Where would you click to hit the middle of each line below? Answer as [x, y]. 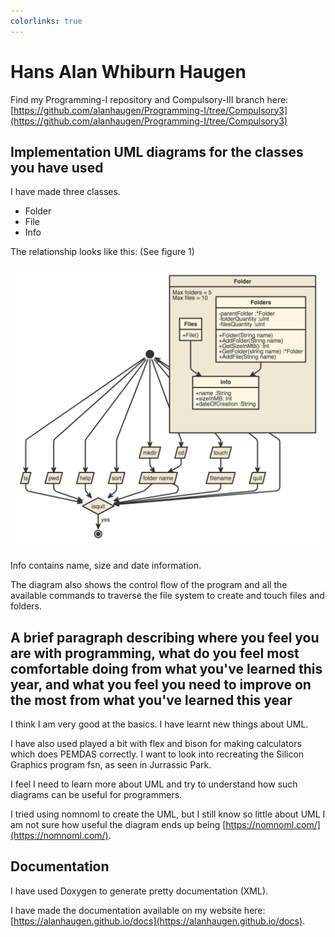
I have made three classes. [65, 192]
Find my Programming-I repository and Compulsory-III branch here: [149, 99]
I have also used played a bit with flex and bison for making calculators [156, 743]
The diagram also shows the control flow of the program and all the [149, 585]
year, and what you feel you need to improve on [161, 684]
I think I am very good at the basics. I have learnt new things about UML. [159, 724]
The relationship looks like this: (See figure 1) [102, 252]
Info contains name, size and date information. [106, 566]
